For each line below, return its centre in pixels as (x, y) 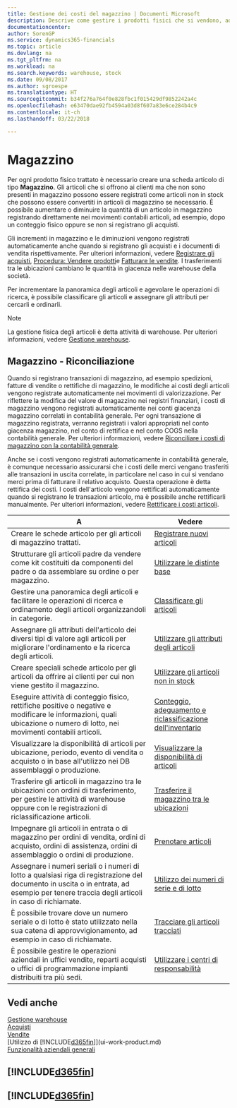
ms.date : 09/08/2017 (38, 79)
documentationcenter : (39, 27)
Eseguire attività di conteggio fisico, (70, 697)
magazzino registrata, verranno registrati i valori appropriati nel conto (108, 423)
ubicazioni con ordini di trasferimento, (73, 790)
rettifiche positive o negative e (61, 706)
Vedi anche (33, 1002)
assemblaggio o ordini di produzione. (72, 855)
